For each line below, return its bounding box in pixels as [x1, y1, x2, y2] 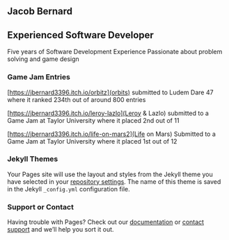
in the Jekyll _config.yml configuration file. [7, 185, 130, 193]
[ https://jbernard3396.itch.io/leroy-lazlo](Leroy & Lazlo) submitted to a [7, 109, 209, 117]
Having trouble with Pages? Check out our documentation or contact [7, 218, 204, 226]
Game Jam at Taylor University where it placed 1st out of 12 [7, 137, 177, 145]
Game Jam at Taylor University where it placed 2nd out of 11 [7, 116, 180, 124]
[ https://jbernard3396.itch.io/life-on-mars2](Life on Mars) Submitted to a [7, 130, 216, 138]
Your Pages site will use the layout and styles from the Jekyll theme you [7, 170, 214, 178]
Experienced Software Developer [7, 29, 155, 41]
